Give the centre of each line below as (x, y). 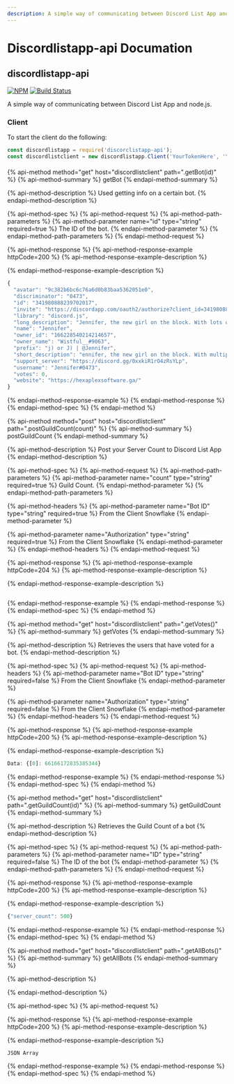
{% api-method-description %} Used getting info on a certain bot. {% (107, 193)
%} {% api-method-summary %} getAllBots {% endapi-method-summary (112, 958)
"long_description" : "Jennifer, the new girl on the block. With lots (118, 322)
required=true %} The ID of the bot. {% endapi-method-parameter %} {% (113, 229)
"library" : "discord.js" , (51, 316)
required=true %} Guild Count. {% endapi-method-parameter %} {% (106, 486)
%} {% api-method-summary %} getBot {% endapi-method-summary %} (112, 180)
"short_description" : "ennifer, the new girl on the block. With (110, 355)
